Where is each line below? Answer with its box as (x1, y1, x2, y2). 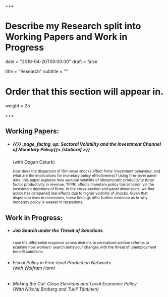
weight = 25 (5, 102, 30, 108)
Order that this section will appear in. (5, 86, 164, 97)
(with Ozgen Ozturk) (12, 159, 55, 165)
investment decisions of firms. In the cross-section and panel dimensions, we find (12, 187, 155, 192)
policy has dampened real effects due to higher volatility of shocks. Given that (12, 191, 148, 196)
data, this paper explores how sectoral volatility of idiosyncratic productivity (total (12, 177, 154, 183)
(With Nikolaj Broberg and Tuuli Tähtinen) (12, 286, 99, 292)
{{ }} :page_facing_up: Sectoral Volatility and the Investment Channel (12, 141, 161, 147)
